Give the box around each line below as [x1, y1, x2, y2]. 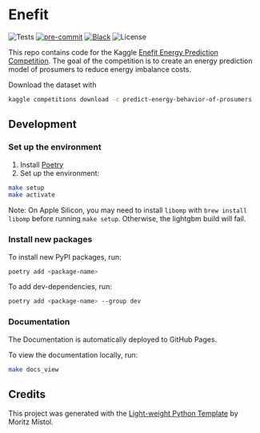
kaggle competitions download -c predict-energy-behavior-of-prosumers [8, 95, 252, 103]
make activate [8, 191, 56, 199]
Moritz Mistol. [8, 417, 54, 427]
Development [8, 117, 78, 131]
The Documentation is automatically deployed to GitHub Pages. [8, 334, 218, 344]
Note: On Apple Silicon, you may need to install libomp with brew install [8, 205, 248, 215]
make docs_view [8, 365, 59, 373]
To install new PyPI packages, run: [8, 252, 122, 261]
